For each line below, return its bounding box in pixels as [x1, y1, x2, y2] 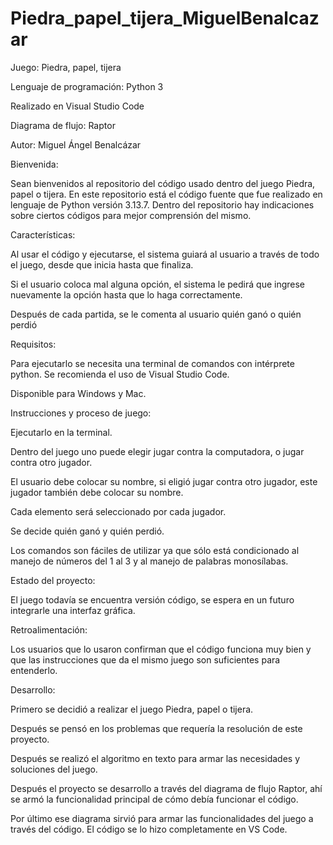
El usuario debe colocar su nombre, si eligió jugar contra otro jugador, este [10, 475, 318, 487]
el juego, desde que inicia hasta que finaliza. [10, 258, 194, 271]
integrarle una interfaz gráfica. [10, 604, 136, 616]
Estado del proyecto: [10, 574, 96, 586]
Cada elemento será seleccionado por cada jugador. [10, 505, 227, 517]
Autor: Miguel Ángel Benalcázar [10, 138, 142, 151]
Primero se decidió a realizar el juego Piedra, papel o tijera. [10, 703, 254, 715]
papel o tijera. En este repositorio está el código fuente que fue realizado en [10, 188, 323, 200]
